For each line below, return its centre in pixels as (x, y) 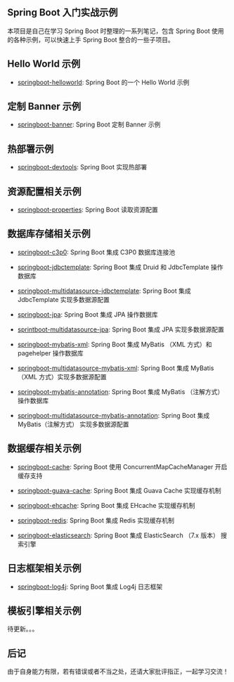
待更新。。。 (23, 629)
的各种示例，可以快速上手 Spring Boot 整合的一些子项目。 (91, 39)
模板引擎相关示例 (44, 611)
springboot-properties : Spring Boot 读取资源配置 (87, 210)
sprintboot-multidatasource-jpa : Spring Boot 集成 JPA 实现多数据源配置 (121, 329)
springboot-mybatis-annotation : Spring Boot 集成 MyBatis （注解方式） (121, 391)
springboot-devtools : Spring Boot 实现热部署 (82, 167)
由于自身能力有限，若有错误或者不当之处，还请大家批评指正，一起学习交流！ (118, 671)
